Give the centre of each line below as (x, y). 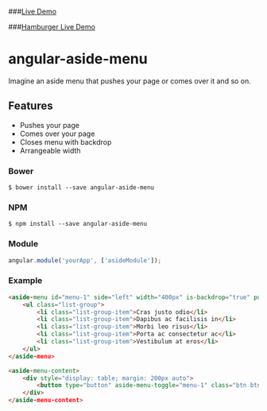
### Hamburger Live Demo (52, 27)
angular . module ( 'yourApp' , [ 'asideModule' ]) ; (85, 260)
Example (25, 281)
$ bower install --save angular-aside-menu (81, 188)
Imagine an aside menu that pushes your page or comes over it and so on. (130, 81)
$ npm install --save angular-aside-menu (78, 224)
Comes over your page (57, 134)
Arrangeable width (50, 150)
